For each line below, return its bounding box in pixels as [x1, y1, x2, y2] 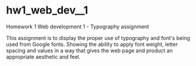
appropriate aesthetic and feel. [6, 53, 81, 60]
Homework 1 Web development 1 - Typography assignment [6, 23, 150, 30]
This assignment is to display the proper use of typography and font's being [6, 34, 190, 41]
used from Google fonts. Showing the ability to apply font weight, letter [6, 41, 178, 48]
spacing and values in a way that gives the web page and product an [6, 47, 173, 54]
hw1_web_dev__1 [6, 4, 88, 17]
